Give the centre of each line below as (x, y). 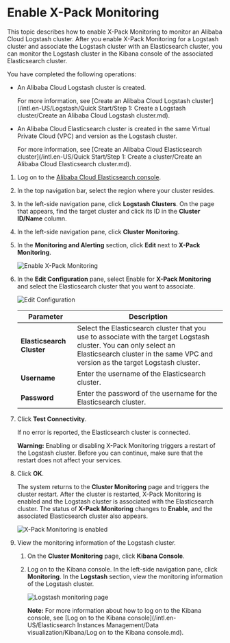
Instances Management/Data (118, 625)
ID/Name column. (42, 218)
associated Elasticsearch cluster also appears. (82, 516)
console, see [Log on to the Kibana (77, 618)
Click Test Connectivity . (52, 419)
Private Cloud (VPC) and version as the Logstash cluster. (97, 136)
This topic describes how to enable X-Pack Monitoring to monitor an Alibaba (115, 32)
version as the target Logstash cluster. (139, 362)
